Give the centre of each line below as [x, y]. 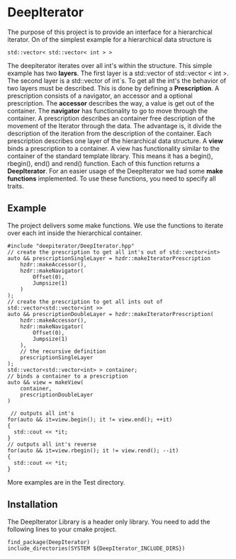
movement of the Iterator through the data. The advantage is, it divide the [114, 125]
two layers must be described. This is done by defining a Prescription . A [113, 88]
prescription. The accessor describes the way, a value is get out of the [111, 103]
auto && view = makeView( [45, 382]
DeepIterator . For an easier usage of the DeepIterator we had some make [115, 171]
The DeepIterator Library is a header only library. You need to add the [109, 521]
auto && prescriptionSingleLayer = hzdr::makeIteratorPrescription [109, 258]
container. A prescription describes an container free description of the [111, 118]
